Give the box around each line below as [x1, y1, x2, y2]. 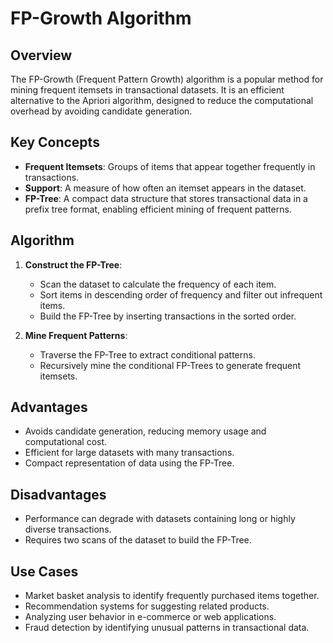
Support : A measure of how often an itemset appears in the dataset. [24, 182, 307, 194]
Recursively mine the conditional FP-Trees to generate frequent [39, 359, 302, 371]
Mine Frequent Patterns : [24, 329, 128, 341]
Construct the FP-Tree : [24, 258, 123, 271]
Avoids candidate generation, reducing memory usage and [24, 425, 267, 437]
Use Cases [10, 563, 79, 580]
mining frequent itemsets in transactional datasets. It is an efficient [10, 84, 285, 96]
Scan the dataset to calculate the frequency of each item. [39, 278, 277, 290]
